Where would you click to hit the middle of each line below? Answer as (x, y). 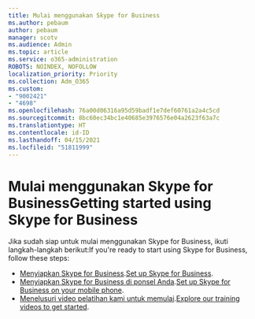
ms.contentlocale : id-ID (49, 132)
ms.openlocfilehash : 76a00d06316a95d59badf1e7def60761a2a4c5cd (114, 111)
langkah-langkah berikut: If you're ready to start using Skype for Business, (128, 250)
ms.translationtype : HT (47, 125)
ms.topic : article (38, 52)
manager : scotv (33, 37)
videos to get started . (54, 307)
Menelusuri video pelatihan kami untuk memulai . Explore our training (129, 299)
